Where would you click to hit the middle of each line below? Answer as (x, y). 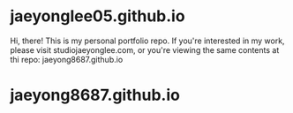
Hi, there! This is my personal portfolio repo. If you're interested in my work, (147, 41)
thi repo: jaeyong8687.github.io (67, 59)
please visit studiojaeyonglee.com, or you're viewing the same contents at (145, 49)
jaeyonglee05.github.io (98, 16)
